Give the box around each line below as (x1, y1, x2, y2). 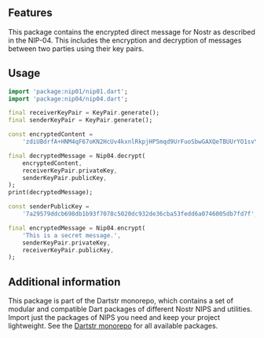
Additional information (8, 275, 121, 288)
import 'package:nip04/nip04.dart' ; (8, 94, 128, 103)
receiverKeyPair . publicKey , (22, 246, 114, 254)
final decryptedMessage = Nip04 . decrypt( (8, 152, 146, 160)
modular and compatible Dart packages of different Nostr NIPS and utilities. (8, 304, 253, 314)
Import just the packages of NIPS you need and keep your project (8, 313, 221, 322)
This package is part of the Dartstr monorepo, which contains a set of (8, 296, 234, 306)
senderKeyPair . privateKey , (22, 239, 111, 247)
